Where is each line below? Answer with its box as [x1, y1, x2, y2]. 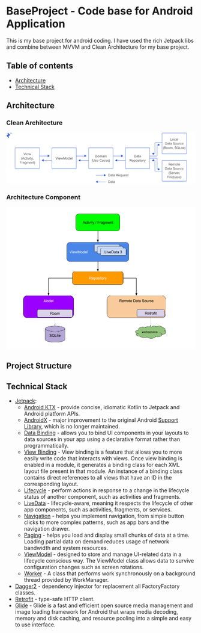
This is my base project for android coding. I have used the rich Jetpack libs [6, 37, 194, 44]
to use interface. [14, 621, 56, 628]
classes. [14, 589, 36, 596]
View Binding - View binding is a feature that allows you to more [23, 448, 182, 455]
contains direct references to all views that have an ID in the [23, 474, 172, 481]
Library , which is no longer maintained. [23, 423, 120, 430]
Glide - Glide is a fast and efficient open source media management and [14, 602, 193, 609]
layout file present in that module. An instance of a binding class [23, 468, 183, 475]
